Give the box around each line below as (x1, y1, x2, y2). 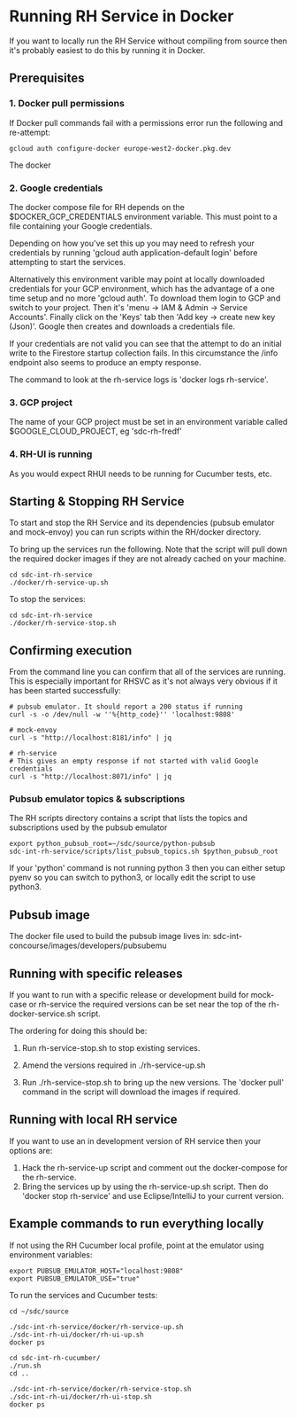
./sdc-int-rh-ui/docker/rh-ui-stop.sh (9, 1392, 152, 1401)
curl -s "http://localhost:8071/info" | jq (9, 772, 172, 781)
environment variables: (9, 1249, 93, 1260)
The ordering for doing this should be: (9, 1026, 148, 1037)
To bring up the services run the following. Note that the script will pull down (9, 544, 287, 555)
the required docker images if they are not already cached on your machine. (9, 553, 286, 564)
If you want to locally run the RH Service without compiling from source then (9, 35, 287, 46)
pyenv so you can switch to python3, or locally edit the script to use (9, 872, 256, 883)
